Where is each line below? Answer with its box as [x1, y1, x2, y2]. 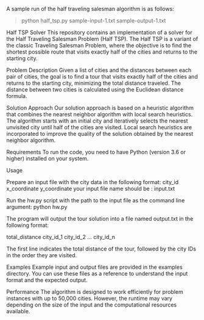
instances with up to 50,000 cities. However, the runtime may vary [6, 295, 172, 302]
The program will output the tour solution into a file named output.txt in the [6, 215, 194, 222]
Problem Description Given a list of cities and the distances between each [6, 66, 192, 74]
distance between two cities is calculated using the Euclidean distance [6, 86, 184, 93]
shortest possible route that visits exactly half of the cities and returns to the [6, 48, 198, 55]
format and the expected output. [6, 277, 88, 283]
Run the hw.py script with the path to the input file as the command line [6, 197, 185, 204]
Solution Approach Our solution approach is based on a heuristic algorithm [6, 104, 194, 112]
